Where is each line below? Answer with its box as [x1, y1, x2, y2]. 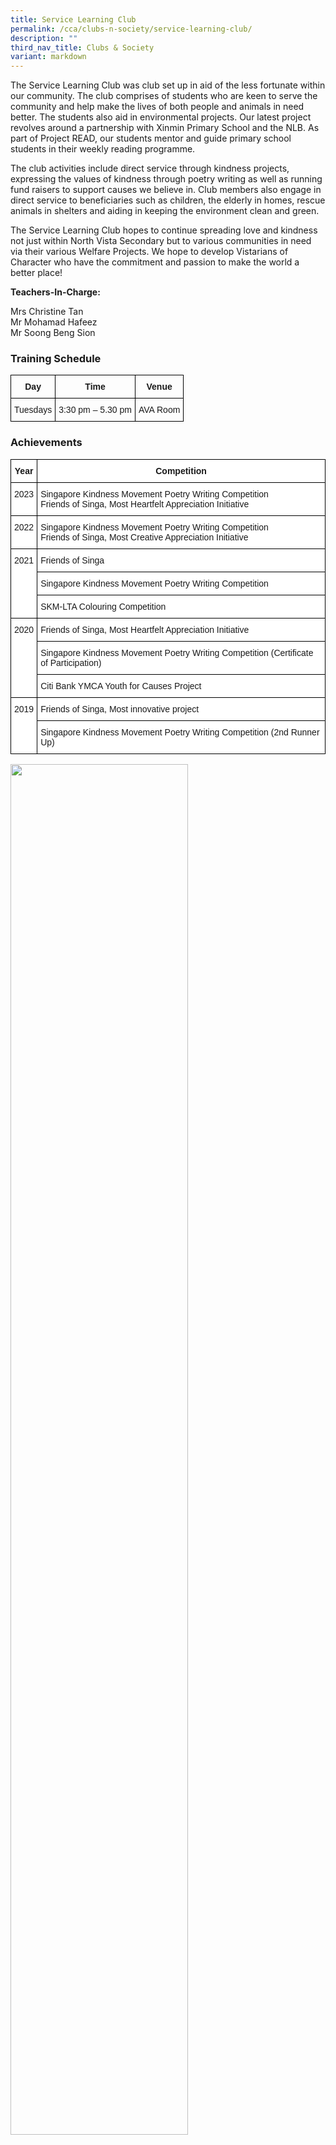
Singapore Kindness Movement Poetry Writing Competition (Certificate [40, 647, 314, 658]
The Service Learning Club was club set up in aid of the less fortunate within [10, 79, 326, 91]
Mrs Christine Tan [10, 306, 84, 318]
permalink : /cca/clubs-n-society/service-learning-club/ [10, 24, 253, 34]
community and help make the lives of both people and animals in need [10, 101, 305, 113]
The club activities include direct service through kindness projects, [10, 162, 290, 175]
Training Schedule [10, 352, 102, 366]
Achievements [10, 436, 83, 450]
